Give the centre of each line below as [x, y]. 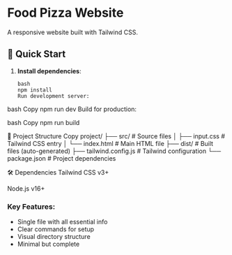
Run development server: [53, 96]
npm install [34, 90]
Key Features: [31, 206]
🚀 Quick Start [37, 54]
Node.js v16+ [26, 188]
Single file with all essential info [62, 222]
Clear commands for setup [56, 229]
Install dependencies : [49, 71]
